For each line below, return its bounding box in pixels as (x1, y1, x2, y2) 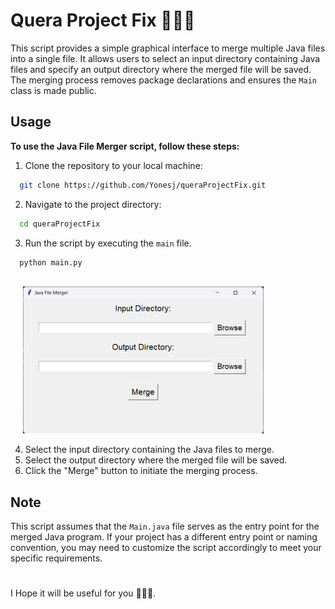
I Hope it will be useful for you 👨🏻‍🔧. (10, 587, 157, 599)
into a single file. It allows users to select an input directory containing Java (10, 52, 321, 64)
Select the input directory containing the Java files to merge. (24, 444, 275, 456)
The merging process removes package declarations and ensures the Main (10, 74, 317, 86)
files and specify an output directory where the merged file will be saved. (10, 63, 312, 75)
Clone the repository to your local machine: (24, 159, 203, 171)
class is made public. (10, 84, 97, 96)
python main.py (19, 257, 83, 268)
